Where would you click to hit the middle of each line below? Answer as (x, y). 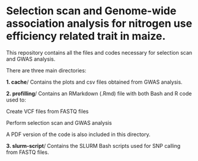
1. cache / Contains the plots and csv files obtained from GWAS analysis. (94, 82)
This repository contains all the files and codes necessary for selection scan (99, 52)
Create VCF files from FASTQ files (47, 111)
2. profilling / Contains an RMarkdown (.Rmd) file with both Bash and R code (99, 93)
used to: (16, 100)
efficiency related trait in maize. (86, 36)
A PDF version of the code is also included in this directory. (79, 134)
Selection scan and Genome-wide (91, 11)
